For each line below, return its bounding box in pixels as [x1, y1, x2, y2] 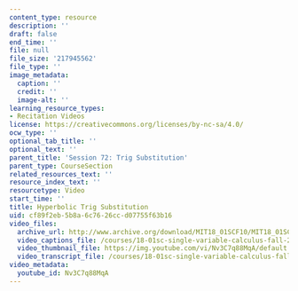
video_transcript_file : [17, 252, 105, 262]
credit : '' [17, 87, 58, 96]
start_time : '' [9, 194, 66, 204]
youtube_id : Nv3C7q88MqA [17, 269, 109, 278]
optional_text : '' [9, 145, 77, 153]
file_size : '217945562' [9, 54, 98, 63]
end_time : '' [9, 37, 58, 47]
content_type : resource [9, 12, 98, 22]
